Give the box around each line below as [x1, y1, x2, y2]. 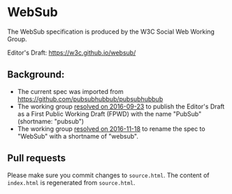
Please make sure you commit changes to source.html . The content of [7, 171, 210, 179]
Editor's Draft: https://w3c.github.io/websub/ [7, 48, 136, 57]
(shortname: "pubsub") [17, 117, 85, 125]
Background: [7, 69, 65, 81]
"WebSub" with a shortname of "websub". [17, 132, 138, 140]
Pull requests [7, 152, 66, 165]
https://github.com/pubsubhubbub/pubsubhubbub [17, 95, 164, 103]
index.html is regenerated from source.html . [7, 178, 136, 186]
